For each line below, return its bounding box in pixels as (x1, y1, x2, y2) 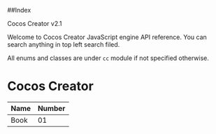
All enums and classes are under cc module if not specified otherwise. (7, 54, 210, 62)
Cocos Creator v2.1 (7, 20, 62, 27)
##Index (7, 6, 31, 14)
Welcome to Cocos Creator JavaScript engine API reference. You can (7, 33, 208, 41)
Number (37, 103, 66, 113)
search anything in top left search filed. (7, 40, 120, 48)
